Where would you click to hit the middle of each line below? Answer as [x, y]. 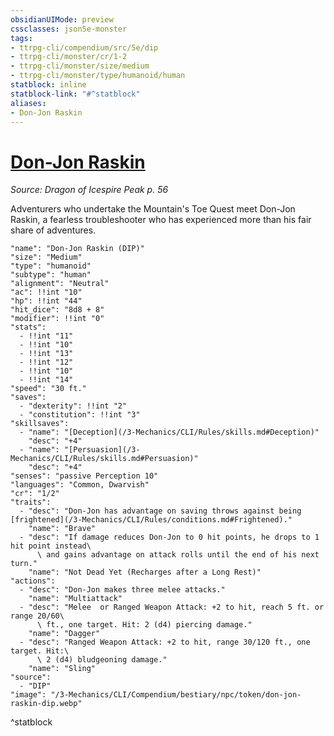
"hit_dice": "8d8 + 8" [57, 310]
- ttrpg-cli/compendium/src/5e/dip [84, 47]
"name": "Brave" [62, 529]
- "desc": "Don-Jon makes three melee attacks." [122, 590]
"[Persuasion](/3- [102, 450]
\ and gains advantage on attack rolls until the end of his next [178, 555]
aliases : [28, 103]
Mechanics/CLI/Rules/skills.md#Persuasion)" [104, 459]
